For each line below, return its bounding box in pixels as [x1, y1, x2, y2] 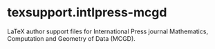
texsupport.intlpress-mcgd [7, 5, 167, 20]
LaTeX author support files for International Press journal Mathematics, [7, 27, 209, 35]
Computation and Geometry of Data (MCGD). [7, 34, 136, 42]
